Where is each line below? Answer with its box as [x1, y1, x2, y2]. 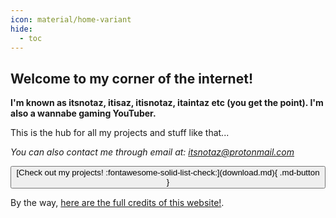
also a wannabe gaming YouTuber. [10, 107, 157, 120]
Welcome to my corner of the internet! [10, 70, 253, 87]
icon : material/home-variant [10, 14, 132, 25]
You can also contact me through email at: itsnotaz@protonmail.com [10, 146, 295, 158]
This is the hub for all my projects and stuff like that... [10, 127, 230, 139]
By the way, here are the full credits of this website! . [10, 197, 225, 209]
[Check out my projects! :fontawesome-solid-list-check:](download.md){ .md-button [16, 167, 320, 178]
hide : [10, 24, 33, 34]
